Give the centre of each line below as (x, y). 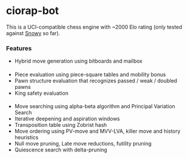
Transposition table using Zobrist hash (60, 125)
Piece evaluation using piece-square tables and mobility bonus (90, 74)
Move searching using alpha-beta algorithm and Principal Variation (95, 106)
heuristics (27, 137)
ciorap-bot (33, 11)
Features (19, 48)
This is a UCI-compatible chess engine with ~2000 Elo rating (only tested (94, 27)
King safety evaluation (41, 93)
